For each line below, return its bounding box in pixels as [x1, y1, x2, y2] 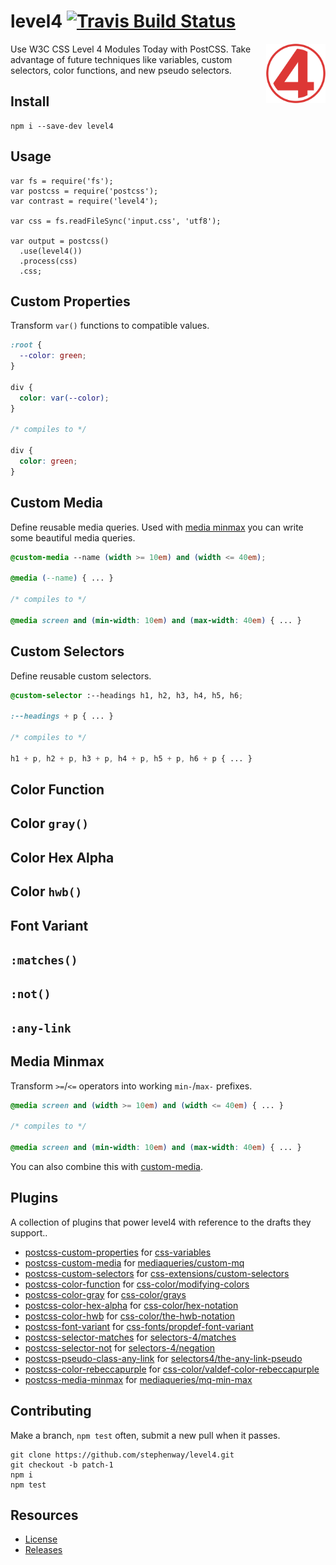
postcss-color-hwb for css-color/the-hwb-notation [24, 1310, 236, 1322]
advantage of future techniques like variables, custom [10, 53, 233, 65]
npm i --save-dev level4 [10, 121, 114, 131]
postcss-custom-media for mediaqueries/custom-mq [24, 1256, 245, 1269]
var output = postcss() [10, 236, 110, 246]
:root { [10, 340, 43, 350]
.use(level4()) [19, 246, 83, 256]
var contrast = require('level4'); [10, 196, 159, 206]
